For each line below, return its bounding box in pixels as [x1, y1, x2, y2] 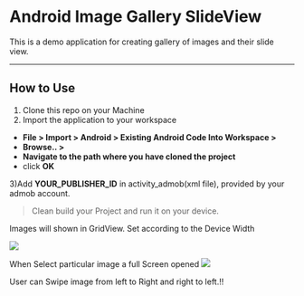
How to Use [9, 81, 76, 96]
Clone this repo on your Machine [22, 104, 145, 115]
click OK [22, 160, 55, 171]
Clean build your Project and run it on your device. [31, 205, 220, 216]
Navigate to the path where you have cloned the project [22, 151, 236, 162]
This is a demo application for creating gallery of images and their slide [9, 36, 274, 47]
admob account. [9, 187, 71, 198]
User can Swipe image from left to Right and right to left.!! [9, 276, 224, 287]
